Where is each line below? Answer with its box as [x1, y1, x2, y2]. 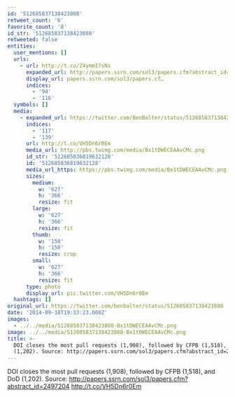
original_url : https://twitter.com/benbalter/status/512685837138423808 [7, 303, 224, 310]
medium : [32, 179, 55, 186]
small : [32, 257, 52, 264]
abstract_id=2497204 [7, 382, 70, 391]
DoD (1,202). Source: [7, 375, 68, 383]
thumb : [32, 231, 52, 238]
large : [32, 205, 52, 212]
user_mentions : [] [13, 50, 68, 57]
